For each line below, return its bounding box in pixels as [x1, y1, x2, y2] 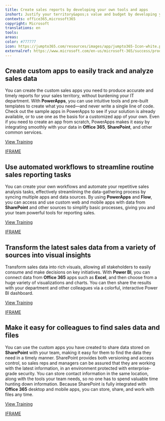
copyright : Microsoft [5, 21, 50, 26]
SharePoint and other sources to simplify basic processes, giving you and [5, 205, 155, 210]
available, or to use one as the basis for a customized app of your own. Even [5, 114, 160, 120]
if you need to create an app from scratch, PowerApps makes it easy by [5, 119, 150, 125]
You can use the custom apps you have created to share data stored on [5, 344, 150, 350]
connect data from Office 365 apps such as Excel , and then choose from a [5, 274, 157, 280]
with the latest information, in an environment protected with [5, 365, 127, 371]
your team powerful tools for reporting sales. [5, 210, 96, 216]
